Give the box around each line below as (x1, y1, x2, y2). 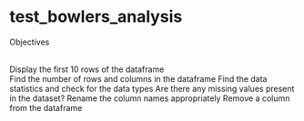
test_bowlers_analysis (9, 6, 183, 27)
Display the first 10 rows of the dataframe (9, 64, 165, 75)
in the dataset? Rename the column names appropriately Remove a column (9, 93, 290, 104)
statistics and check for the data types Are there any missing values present (9, 83, 295, 94)
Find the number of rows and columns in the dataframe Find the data (9, 73, 268, 84)
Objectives (9, 36, 50, 47)
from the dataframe (9, 102, 83, 113)
